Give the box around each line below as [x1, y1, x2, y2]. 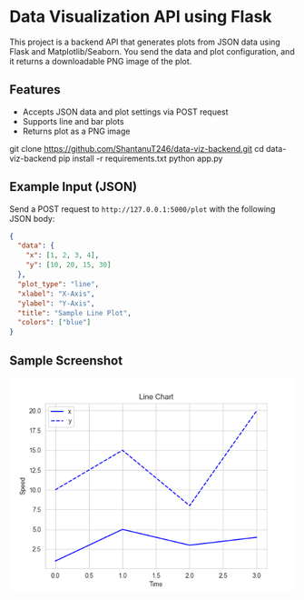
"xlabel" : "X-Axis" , [17, 289, 95, 298]
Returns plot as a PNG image [22, 125, 131, 136]
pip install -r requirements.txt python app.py [58, 153, 223, 164]
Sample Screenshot [9, 353, 123, 368]
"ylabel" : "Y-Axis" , [17, 298, 95, 308]
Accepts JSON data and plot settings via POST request [22, 106, 229, 117]
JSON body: [9, 213, 55, 224]
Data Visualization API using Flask [9, 6, 272, 27]
